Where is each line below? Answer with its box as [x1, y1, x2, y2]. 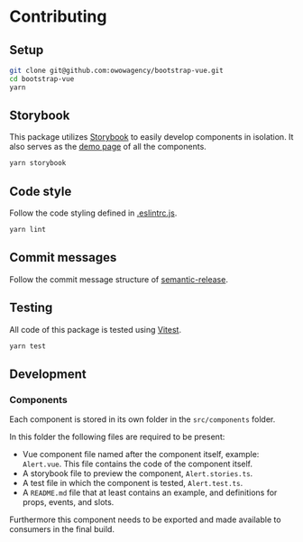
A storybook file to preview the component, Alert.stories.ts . [22, 468, 253, 479]
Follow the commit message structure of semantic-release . [9, 273, 228, 285]
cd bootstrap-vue [9, 74, 75, 83]
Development [9, 366, 87, 381]
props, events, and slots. [22, 497, 115, 508]
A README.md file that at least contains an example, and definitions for [22, 487, 278, 498]
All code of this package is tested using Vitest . [9, 324, 182, 335]
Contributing [9, 6, 107, 27]
